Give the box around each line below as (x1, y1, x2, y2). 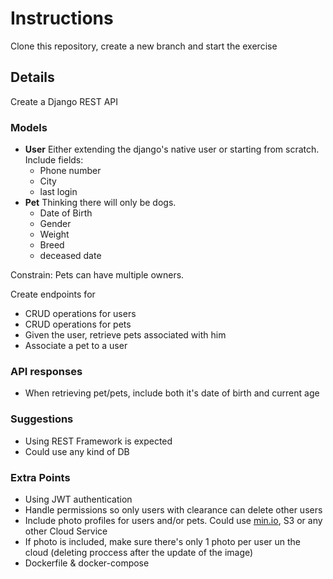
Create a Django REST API (10, 95, 118, 107)
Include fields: (24, 154, 84, 166)
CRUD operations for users (24, 308, 137, 320)
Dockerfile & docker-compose (24, 557, 150, 569)
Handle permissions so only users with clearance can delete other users (24, 503, 323, 516)
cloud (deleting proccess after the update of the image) (24, 546, 254, 558)
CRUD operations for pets (24, 318, 132, 331)
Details (10, 69, 55, 86)
